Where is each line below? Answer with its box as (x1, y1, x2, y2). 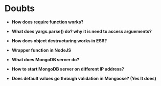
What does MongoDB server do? (11, 56, 79, 62)
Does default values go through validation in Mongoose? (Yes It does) (11, 75, 157, 81)
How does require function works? (11, 19, 84, 25)
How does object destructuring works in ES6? (11, 37, 107, 44)
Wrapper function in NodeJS (11, 47, 71, 53)
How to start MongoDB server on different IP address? (11, 66, 124, 72)
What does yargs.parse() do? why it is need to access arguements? (11, 28, 152, 34)
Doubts (4, 3, 35, 14)
